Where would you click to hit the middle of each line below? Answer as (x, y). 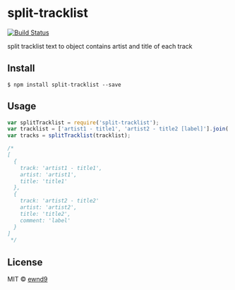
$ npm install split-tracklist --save (64, 85)
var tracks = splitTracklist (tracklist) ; (69, 135)
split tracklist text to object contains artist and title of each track (100, 46)
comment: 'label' (46, 220)
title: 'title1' (44, 181)
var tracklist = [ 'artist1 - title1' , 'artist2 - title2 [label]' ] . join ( (118, 129)
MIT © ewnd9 (28, 279)
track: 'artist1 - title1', (61, 168)
